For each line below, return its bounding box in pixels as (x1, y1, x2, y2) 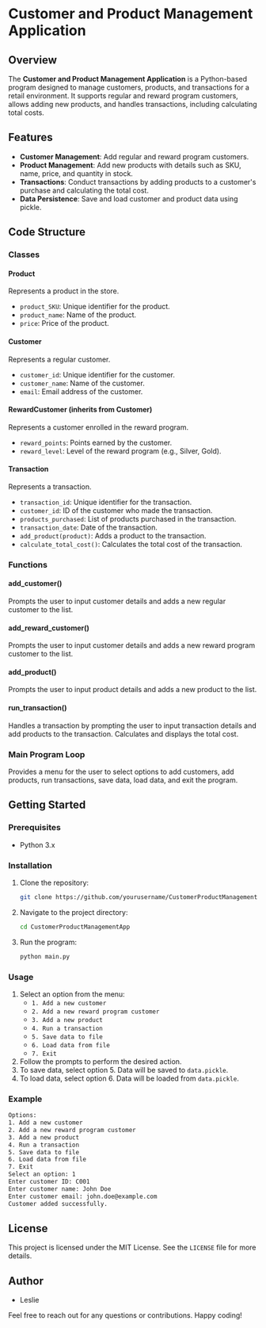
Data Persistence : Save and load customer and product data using (19, 193, 238, 203)
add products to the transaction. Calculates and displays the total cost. (8, 729, 239, 738)
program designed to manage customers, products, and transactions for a (8, 82, 249, 92)
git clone (19, 893, 53, 901)
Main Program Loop (8, 748, 85, 760)
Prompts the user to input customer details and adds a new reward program (8, 641, 256, 650)
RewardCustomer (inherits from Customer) (8, 405, 153, 415)
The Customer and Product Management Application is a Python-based (8, 75, 248, 83)
